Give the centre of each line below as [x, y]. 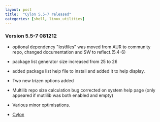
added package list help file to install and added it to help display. [79, 71]
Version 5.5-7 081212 [31, 36]
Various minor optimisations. [41, 105]
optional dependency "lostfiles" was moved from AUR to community [81, 47]
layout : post [18, 10]
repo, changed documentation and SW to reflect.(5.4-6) [69, 52]
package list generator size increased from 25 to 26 [65, 61]
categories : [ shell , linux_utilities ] [45, 19]
